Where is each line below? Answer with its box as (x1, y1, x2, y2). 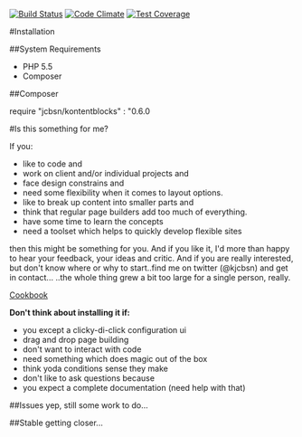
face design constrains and (22, 177, 125, 188)
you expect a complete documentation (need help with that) (22, 383, 246, 393)
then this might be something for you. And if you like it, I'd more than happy (9, 243, 290, 253)
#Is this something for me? (9, 123, 109, 134)
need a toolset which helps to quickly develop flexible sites (22, 226, 242, 236)
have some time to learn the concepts (22, 216, 165, 226)
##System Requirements (9, 43, 101, 54)
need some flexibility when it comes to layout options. (22, 187, 223, 198)
